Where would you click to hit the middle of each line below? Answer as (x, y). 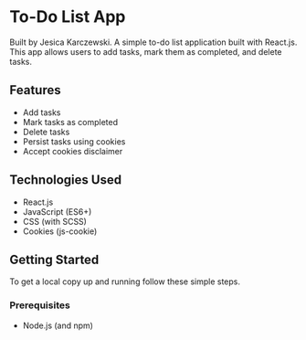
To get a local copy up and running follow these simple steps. (125, 282)
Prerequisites (40, 305)
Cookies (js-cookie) (60, 231)
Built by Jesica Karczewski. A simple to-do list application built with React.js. (153, 42)
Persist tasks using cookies (74, 141)
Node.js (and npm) (58, 325)
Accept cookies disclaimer (73, 151)
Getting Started (54, 259)
